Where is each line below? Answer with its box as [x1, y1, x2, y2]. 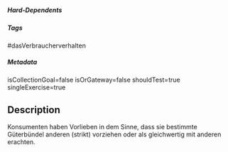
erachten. [7, 138, 36, 146]
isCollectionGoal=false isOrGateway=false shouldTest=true [7, 75, 180, 85]
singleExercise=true [7, 83, 66, 92]
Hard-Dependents [7, 6, 63, 14]
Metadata [7, 58, 38, 66]
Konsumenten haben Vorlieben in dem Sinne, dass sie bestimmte [7, 123, 197, 131]
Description [7, 104, 60, 116]
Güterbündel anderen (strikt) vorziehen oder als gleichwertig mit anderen [7, 130, 222, 139]
